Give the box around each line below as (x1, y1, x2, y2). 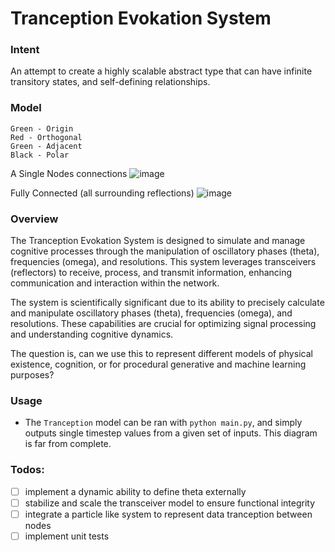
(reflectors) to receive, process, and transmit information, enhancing (10, 267, 293, 279)
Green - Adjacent (10, 141, 83, 151)
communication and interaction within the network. (10, 277, 220, 289)
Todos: (10, 463, 45, 477)
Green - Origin (10, 123, 74, 134)
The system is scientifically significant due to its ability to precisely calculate (10, 297, 325, 309)
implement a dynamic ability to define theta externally (24, 485, 247, 497)
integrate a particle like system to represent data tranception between (24, 508, 313, 520)
